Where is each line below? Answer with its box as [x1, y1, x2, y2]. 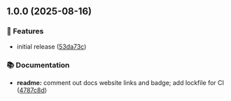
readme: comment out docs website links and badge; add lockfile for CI [16, 78, 225, 86]
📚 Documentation [6, 60, 70, 70]
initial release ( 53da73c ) [16, 42, 87, 51]
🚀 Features [6, 26, 44, 36]
